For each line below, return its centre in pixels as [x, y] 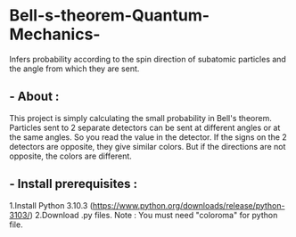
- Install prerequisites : [74, 184]
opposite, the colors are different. [70, 156]
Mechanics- [55, 34]
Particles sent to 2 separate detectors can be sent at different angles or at [145, 127]
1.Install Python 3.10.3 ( [51, 205]
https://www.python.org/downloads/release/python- [189, 205]
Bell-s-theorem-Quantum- [110, 16]
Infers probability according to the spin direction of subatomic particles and [148, 59]
